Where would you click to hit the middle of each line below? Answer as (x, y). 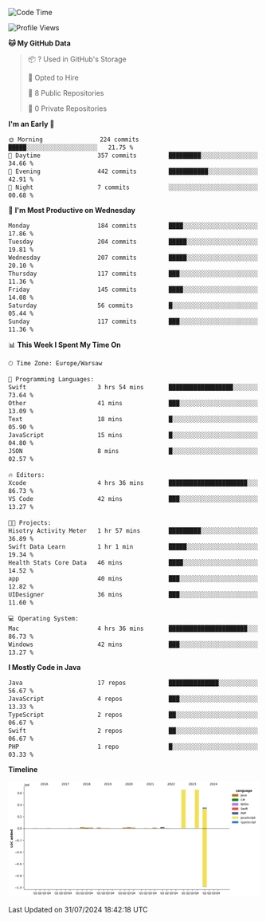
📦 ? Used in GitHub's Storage (77, 59)
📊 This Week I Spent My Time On (65, 345)
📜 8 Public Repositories (66, 93)
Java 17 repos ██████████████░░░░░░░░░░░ (133, 683)
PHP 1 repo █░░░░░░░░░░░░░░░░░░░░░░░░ (133, 747)
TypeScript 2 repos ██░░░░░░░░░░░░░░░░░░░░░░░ (133, 715)
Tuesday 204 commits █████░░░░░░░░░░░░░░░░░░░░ (133, 242)
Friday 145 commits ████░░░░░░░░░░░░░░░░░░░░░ (133, 290)
